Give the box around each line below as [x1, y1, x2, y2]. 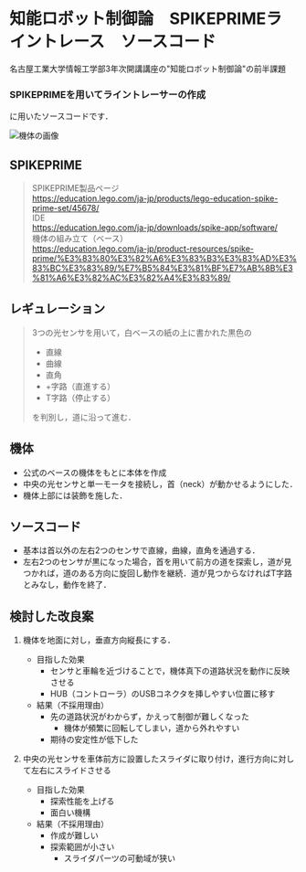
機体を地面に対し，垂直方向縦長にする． [22, 634, 175, 645]
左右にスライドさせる [30, 765, 111, 776]
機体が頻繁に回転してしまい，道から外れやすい [63, 723, 240, 734]
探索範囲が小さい [49, 842, 115, 853]
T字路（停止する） [45, 392, 116, 403]
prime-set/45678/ [31, 203, 100, 214]
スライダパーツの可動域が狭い [63, 853, 176, 864]
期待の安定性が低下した [49, 734, 139, 745]
